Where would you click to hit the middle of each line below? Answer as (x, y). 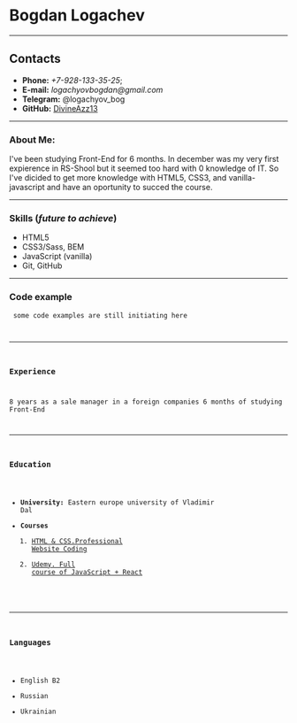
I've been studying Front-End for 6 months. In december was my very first (144, 159)
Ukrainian (38, 711)
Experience (32, 371)
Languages (30, 642)
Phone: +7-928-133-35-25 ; (72, 80)
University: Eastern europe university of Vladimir (118, 502)
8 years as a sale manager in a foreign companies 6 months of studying (146, 402)
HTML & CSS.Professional (77, 541)
